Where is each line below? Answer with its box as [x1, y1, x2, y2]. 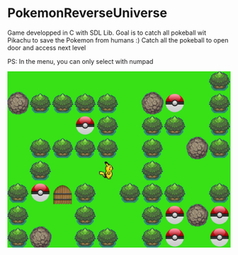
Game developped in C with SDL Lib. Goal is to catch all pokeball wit [7, 28, 207, 37]
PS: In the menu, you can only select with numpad [7, 57, 154, 65]
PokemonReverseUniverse [7, 5, 168, 21]
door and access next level [7, 43, 86, 52]
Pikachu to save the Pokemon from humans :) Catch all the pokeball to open [7, 35, 229, 44]
